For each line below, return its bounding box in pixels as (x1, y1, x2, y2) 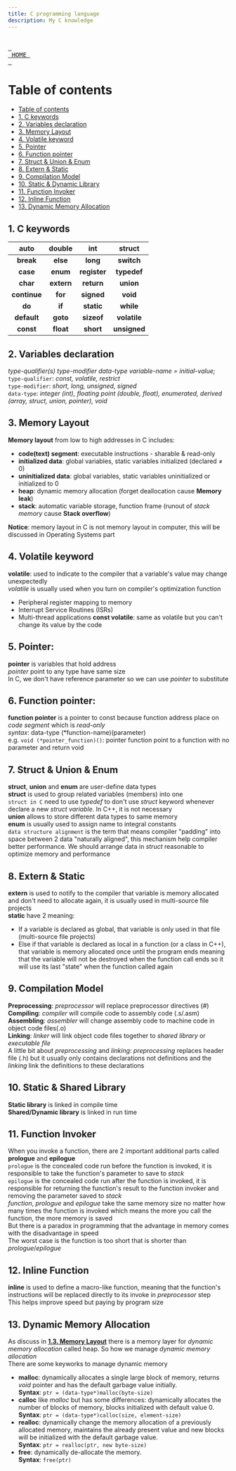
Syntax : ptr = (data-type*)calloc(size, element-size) (18, 1410, 182, 1419)
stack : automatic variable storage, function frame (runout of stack (18, 501, 210, 510)
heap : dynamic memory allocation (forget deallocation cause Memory (18, 486, 222, 495)
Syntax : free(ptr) (18, 1456, 72, 1464)
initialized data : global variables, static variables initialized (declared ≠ (18, 457, 223, 465)
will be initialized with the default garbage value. (18, 1433, 159, 1441)
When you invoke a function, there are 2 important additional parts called (8, 1147, 220, 1155)
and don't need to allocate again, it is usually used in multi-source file (8, 896, 209, 904)
